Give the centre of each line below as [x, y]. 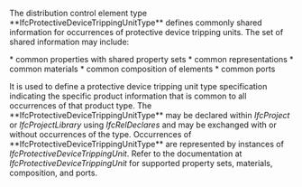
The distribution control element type [78, 13]
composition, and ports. [53, 173]
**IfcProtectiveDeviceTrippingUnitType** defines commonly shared [136, 23]
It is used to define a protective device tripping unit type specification [138, 86]
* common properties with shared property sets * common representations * [152, 59]
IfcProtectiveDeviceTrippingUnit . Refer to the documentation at [126, 154]
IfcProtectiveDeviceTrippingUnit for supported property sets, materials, [141, 163]
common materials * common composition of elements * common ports [142, 69]
